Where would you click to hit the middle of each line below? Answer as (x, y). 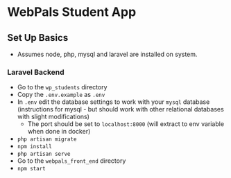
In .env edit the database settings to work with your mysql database (113, 102)
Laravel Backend (36, 72)
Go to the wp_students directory (62, 87)
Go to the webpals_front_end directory (71, 161)
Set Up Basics (38, 38)
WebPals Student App (72, 12)
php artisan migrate (47, 139)
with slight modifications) (53, 117)
